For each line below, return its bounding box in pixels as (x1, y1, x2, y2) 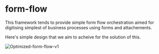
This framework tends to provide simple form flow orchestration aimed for (5, 19, 154, 25)
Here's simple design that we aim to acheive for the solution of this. (5, 34, 141, 40)
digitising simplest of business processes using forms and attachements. (5, 24, 152, 30)
